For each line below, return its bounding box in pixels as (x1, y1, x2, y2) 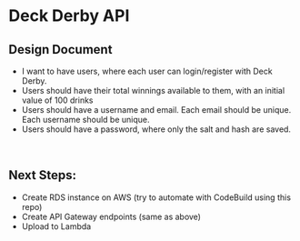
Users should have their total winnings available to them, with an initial (21, 85, 285, 95)
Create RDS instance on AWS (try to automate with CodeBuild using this (21, 192, 292, 203)
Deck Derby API (8, 5, 130, 26)
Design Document (8, 42, 113, 57)
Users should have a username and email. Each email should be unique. (21, 105, 292, 115)
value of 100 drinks (21, 95, 94, 105)
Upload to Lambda (21, 220, 92, 232)
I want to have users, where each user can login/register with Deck (21, 65, 274, 76)
